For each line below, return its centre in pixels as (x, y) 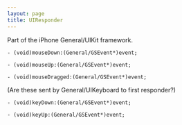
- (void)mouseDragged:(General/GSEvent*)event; (77, 77)
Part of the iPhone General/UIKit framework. (70, 40)
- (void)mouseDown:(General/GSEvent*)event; (72, 53)
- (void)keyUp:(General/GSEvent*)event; (66, 115)
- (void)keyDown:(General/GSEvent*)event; (69, 102)
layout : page (26, 14)
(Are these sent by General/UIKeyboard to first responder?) (92, 90)
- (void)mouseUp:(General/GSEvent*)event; (69, 65)
